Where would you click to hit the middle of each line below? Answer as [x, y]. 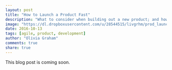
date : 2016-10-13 [24, 29]
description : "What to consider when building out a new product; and [82, 19]
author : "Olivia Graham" [32, 39]
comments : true [21, 43]
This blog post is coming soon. [38, 62]
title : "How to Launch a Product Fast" [48, 15]
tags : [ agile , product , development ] [46, 33]
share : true [18, 48]
